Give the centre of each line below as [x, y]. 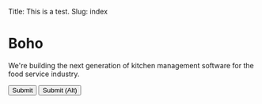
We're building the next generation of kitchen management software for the [131, 65]
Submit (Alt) [60, 90]
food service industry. [44, 74]
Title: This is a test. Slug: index [58, 12]
